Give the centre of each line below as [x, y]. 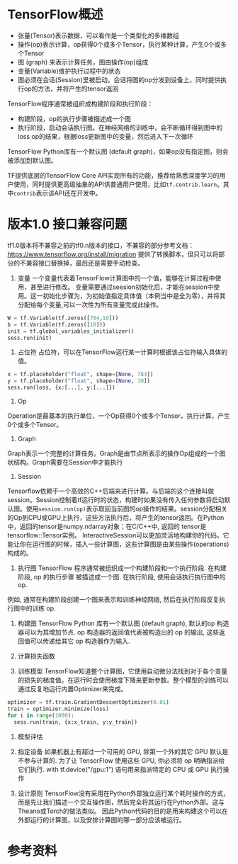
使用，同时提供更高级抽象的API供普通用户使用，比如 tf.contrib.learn [115, 184]
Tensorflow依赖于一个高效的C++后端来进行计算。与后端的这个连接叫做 [111, 491]
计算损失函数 [36, 656]
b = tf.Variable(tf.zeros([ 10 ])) [57, 324]
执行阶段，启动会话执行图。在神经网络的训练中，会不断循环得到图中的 [120, 127]
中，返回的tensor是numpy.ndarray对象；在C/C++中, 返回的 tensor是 [107, 526]
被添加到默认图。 [32, 160]
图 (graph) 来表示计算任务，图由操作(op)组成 [83, 62]
